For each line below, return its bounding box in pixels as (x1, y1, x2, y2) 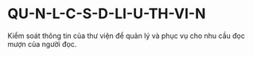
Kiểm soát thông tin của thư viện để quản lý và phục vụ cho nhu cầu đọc (7, 31, 246, 40)
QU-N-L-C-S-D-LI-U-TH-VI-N (7, 5, 206, 23)
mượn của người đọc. (7, 39, 77, 48)
